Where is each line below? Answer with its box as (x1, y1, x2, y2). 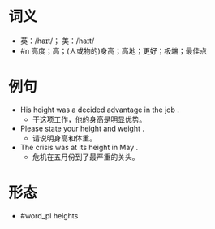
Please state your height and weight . (19, 123, 144, 133)
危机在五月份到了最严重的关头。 (32, 152, 140, 162)
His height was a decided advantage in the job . (19, 105, 180, 114)
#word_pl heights (19, 210, 79, 220)
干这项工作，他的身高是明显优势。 (32, 114, 147, 124)
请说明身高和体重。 (32, 133, 97, 143)
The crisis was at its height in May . (19, 142, 139, 152)
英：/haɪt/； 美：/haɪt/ (19, 36, 95, 45)
